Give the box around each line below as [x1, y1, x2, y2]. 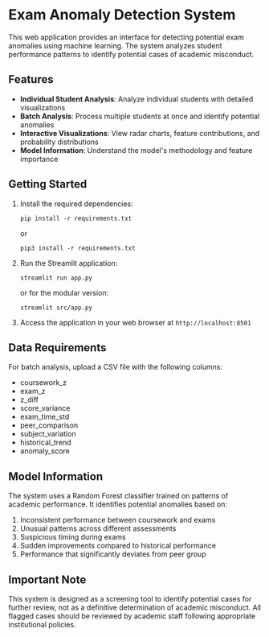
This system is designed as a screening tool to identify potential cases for [8, 594, 252, 603]
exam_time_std [19, 412, 70, 422]
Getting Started [8, 177, 88, 191]
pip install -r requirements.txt [19, 214, 132, 222]
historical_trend [19, 437, 71, 448]
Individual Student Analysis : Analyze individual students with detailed [19, 94, 254, 104]
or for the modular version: [19, 287, 109, 297]
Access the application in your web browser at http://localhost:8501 [19, 317, 251, 327]
